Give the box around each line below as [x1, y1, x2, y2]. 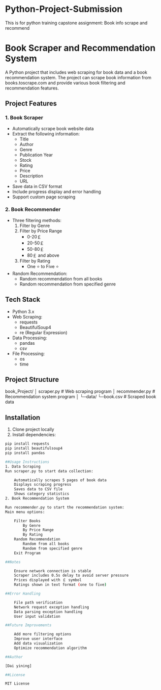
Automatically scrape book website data [12, 125, 94, 132]
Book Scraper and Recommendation [5, 43, 156, 54]
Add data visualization [14, 641, 63, 646]
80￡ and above [27, 252, 60, 258]
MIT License [5, 681, 30, 686]
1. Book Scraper [5, 114, 43, 121]
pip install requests [5, 441, 50, 446]
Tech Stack [5, 295, 40, 304]
